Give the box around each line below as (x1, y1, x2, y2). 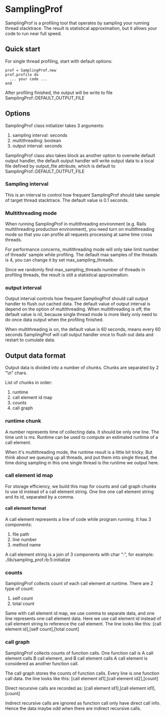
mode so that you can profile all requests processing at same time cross (5, 231, 153, 237)
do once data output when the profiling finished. (5, 317, 104, 323)
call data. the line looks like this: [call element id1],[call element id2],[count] (5, 675, 159, 681)
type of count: (5, 586, 34, 592)
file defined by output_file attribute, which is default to (5, 163, 115, 169)
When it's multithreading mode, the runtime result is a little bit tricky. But (5, 449, 153, 455)
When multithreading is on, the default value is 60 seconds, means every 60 (5, 326, 161, 332)
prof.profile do (5, 72, 39, 77)
